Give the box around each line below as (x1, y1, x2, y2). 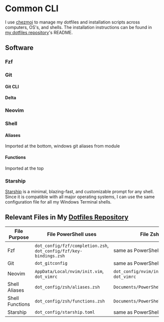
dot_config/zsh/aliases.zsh (35, 284, 100, 290)
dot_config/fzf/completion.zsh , (35, 242, 109, 249)
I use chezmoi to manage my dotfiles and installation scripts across (5, 19, 140, 25)
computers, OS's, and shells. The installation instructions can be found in (5, 24, 152, 30)
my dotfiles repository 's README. (5, 29, 73, 35)
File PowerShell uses (47, 230, 97, 237)
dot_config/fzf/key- (35, 248, 83, 253)
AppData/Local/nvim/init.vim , (35, 268, 104, 275)
